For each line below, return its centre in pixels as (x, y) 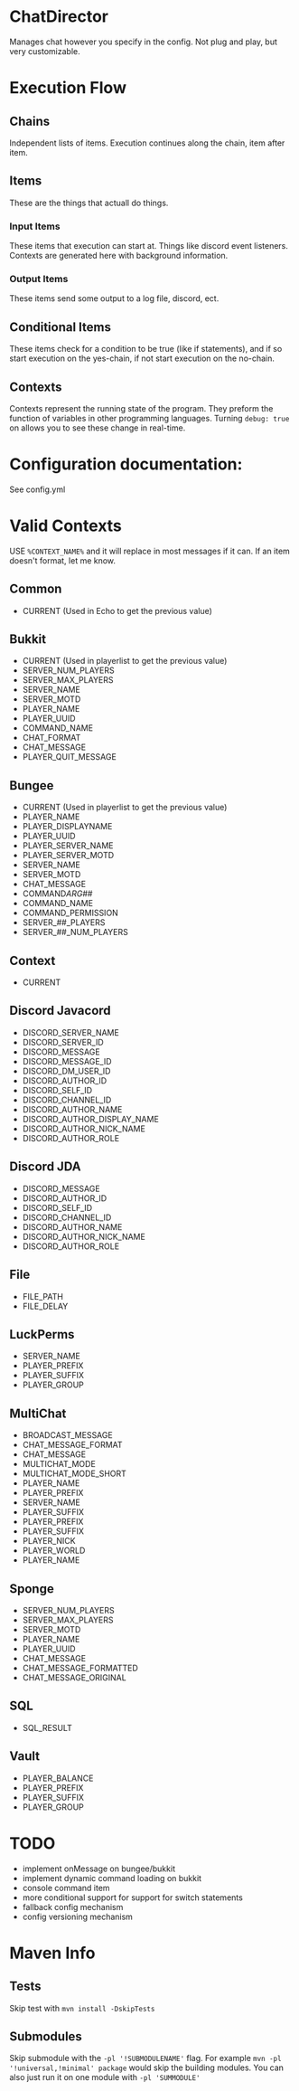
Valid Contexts (65, 526)
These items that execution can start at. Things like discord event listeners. (149, 246)
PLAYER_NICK (49, 1541)
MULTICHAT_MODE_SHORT (74, 1474)
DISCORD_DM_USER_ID (66, 1071)
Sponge (32, 1589)
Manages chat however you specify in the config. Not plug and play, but (144, 42)
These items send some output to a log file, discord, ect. (114, 298)
